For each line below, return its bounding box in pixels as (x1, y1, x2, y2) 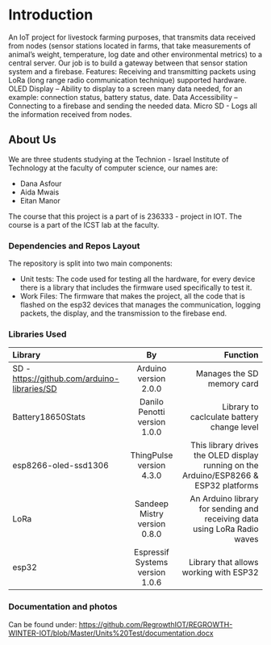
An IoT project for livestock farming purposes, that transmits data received (8, 32, 256, 42)
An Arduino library (190, 493, 259, 505)
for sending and (198, 503, 259, 514)
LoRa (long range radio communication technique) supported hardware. (8, 75, 248, 85)
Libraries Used (8, 329, 67, 340)
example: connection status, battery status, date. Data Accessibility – (8, 92, 238, 102)
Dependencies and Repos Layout (8, 240, 140, 251)
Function (223, 350, 259, 361)
